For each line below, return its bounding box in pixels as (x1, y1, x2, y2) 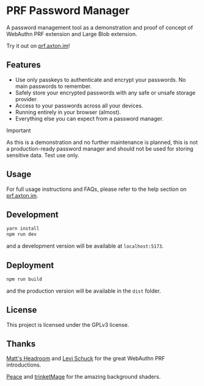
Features (6, 60, 41, 70)
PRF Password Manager (6, 4, 130, 18)
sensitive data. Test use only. (6, 151, 79, 159)
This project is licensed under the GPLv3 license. (6, 321, 129, 328)
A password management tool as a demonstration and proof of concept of (6, 24, 194, 31)
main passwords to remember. (15, 82, 92, 90)
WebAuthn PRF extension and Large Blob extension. (6, 30, 137, 37)
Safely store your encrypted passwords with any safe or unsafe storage (15, 89, 195, 96)
